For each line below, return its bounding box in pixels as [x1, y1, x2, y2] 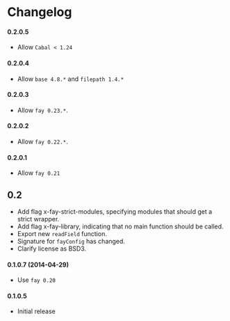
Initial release [17, 307, 56, 315]
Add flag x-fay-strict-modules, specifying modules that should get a [17, 208, 213, 216]
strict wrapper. [17, 215, 60, 224]
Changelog [7, 4, 72, 20]
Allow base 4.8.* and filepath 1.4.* [17, 75, 124, 83]
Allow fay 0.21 [17, 169, 60, 178]
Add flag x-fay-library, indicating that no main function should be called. [17, 222, 224, 230]
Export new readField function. [17, 230, 108, 238]
